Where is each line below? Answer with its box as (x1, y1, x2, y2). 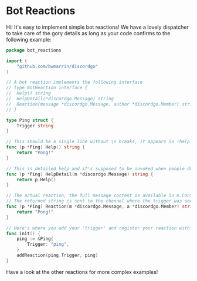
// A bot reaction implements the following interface (6, 79, 143, 86)
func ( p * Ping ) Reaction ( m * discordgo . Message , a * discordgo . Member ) (6, 204, 180, 209)
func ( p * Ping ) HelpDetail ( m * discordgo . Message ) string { (6, 171, 154, 177)
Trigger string (16, 123, 54, 128)
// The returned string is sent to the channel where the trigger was (6, 198, 182, 204)
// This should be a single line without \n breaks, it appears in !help (6, 139, 191, 145)
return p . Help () (16, 177, 57, 182)
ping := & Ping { (16, 236, 54, 242)
